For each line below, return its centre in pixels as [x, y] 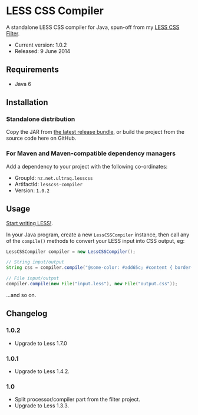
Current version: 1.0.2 [41, 45]
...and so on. [21, 295]
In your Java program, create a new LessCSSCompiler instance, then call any [98, 235]
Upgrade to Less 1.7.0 [41, 343]
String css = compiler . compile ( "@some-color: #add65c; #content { [89, 268]
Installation [27, 102]
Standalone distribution [41, 119]
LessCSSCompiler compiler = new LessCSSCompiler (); [71, 252]
